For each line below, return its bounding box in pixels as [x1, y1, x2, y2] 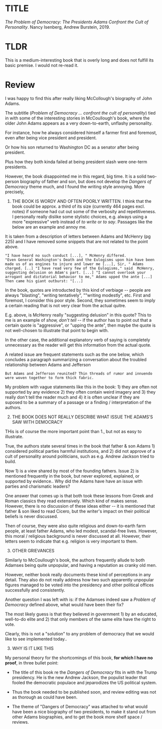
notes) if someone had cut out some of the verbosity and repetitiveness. [12, 208, 156, 214]
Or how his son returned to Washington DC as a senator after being [5, 144, 139, 150]
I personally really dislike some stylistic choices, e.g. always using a [12, 214, 147, 219]
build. [5, 458, 16, 464]
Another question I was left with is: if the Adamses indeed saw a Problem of [5, 596, 156, 602]
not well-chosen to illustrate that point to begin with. [5, 327, 109, 333]
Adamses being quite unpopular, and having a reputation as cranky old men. [5, 562, 157, 568]
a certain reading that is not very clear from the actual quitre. [5, 302, 127, 308]
